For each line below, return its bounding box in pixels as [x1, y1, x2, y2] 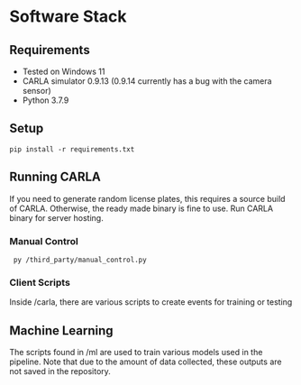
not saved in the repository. [9, 366, 111, 377]
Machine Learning [9, 323, 114, 338]
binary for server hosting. [9, 212, 104, 223]
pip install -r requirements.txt [9, 144, 135, 154]
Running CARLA [9, 170, 102, 185]
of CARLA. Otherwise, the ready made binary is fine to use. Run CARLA [9, 203, 273, 214]
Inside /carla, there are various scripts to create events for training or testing [9, 297, 293, 307]
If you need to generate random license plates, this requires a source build [9, 193, 286, 204]
